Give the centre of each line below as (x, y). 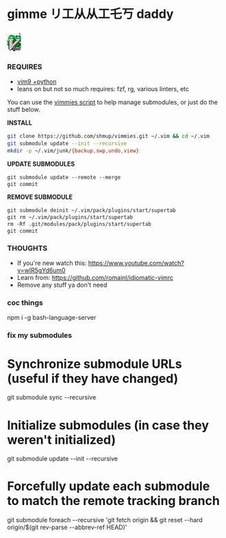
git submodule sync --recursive (52, 397)
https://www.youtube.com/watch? (136, 263)
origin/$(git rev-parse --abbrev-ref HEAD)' (67, 527)
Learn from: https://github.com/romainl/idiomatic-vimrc (95, 278)
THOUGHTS (27, 248)
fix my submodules (40, 336)
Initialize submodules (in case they (108, 425)
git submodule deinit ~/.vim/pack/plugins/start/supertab (91, 210)
